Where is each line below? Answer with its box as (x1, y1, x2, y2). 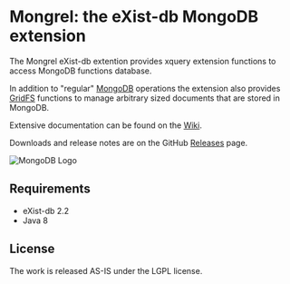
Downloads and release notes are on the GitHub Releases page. (9, 137, 248, 148)
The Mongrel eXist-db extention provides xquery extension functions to (9, 55, 276, 66)
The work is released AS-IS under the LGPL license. (9, 265, 203, 276)
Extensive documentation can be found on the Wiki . (9, 120, 202, 131)
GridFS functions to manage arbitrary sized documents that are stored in (9, 93, 281, 103)
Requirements (9, 181, 91, 197)
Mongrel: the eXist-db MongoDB (9, 6, 259, 27)
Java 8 (22, 215, 48, 226)
